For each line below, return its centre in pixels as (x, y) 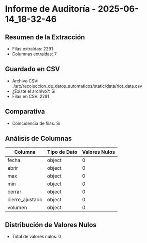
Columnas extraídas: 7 (34, 54)
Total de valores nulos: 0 (37, 237)
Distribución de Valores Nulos (51, 225)
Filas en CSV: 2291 (30, 96)
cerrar (15, 192)
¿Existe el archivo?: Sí (34, 91)
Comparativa (25, 112)
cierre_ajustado (25, 200)
